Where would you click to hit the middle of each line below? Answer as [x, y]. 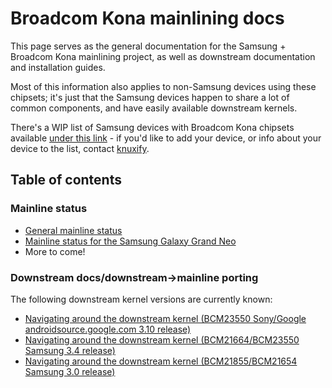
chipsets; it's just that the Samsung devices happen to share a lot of [150, 97]
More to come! [55, 251]
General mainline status [73, 230]
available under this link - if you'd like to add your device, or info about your [166, 138]
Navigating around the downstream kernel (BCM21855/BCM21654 [161, 361]
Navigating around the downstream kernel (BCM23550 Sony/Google [165, 318]
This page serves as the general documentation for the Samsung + [148, 46]
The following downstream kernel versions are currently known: [141, 299]
